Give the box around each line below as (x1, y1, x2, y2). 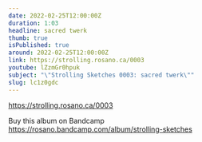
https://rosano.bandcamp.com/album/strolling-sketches (8, 124, 193, 134)
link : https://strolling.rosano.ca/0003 (8, 57, 145, 65)
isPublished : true (8, 41, 69, 49)
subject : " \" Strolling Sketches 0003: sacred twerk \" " (8, 71, 195, 79)
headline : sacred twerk (8, 26, 88, 34)
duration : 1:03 (8, 19, 59, 27)
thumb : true (8, 34, 48, 42)
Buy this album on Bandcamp (8, 116, 105, 125)
